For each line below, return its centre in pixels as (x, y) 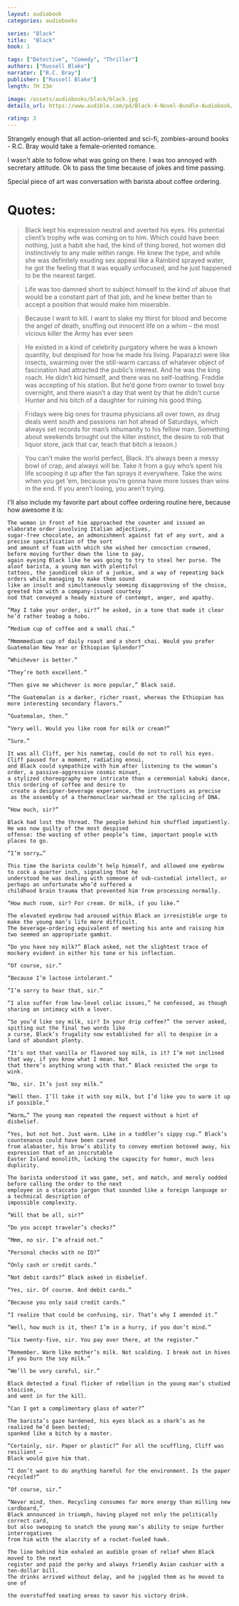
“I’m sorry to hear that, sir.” (55, 991)
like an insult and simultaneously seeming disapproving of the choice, (117, 585)
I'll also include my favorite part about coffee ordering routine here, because (119, 503)
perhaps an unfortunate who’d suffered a (70, 885)
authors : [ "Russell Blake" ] (49, 66)
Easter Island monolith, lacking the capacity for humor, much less (111, 1159)
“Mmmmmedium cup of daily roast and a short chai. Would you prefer (111, 642)
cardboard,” (25, 1508)
